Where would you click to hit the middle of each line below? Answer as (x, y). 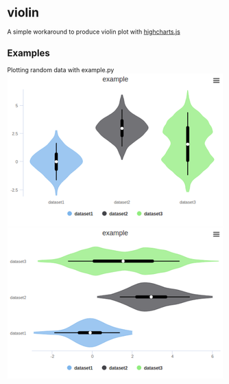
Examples (28, 53)
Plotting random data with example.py (61, 69)
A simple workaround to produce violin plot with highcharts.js (94, 32)
